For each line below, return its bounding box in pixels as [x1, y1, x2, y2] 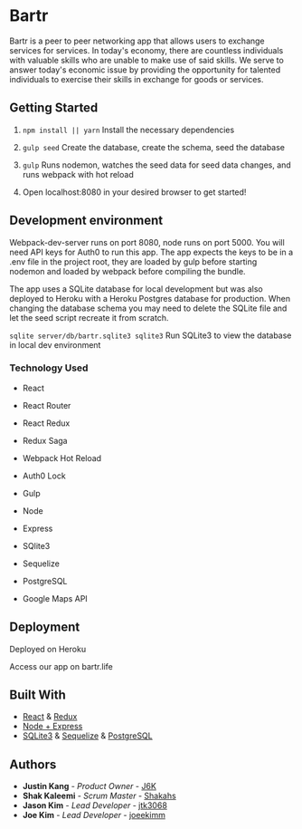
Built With [9, 688, 66, 703]
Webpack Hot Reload [22, 452, 102, 463]
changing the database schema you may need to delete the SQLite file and [9, 303, 288, 313]
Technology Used [9, 361, 89, 374]
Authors [9, 757, 57, 772]
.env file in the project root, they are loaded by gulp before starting [9, 255, 258, 267]
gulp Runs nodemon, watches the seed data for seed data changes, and [22, 159, 291, 170]
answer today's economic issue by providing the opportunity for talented [9, 64, 281, 75]
